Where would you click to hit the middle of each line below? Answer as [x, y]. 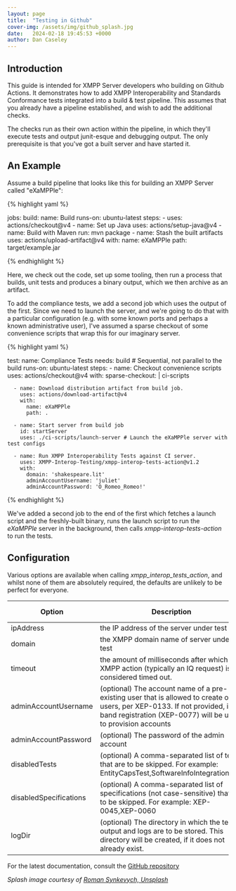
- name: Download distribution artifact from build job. [99, 388]
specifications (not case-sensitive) [158, 793]
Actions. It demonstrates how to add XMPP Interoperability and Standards [114, 93]
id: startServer [44, 431]
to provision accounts [135, 724]
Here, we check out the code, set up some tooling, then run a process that [115, 274]
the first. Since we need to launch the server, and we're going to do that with [118, 311]
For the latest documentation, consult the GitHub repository [93, 866]
